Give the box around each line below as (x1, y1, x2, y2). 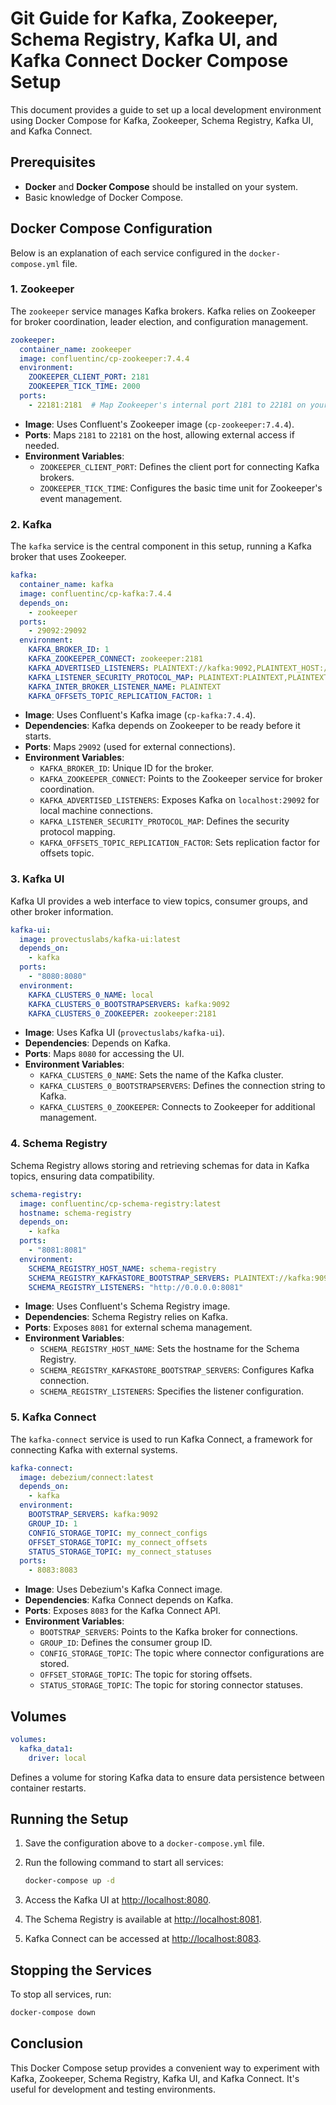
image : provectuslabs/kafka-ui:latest (19, 934, 182, 944)
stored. (39, 1658, 70, 1670)
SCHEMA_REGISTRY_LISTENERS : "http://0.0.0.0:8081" (28, 1282, 244, 1292)
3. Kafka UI (10, 872, 65, 886)
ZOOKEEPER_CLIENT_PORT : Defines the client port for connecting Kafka (39, 460, 320, 472)
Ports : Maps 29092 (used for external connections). (24, 741, 236, 753)
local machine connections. (39, 805, 154, 817)
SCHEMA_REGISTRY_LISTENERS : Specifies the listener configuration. (39, 1385, 304, 1397)
